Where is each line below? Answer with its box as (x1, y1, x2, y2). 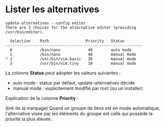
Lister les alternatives (5, 4, 100, 15)
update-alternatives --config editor (5, 20, 86, 26)
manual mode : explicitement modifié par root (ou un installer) (12, 85, 143, 91)
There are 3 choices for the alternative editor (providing (5, 25, 137, 30)
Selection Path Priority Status (10, 38, 125, 44)
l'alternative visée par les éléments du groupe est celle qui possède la (5, 110, 153, 116)
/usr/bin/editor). (5, 29, 45, 34)
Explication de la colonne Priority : (5, 95, 78, 101)
